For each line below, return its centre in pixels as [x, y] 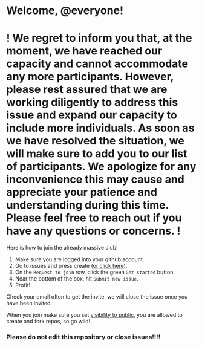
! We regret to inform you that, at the [99, 38]
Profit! [23, 285]
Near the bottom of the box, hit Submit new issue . [77, 279]
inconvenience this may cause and [95, 180]
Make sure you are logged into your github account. [80, 259]
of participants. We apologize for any [101, 167]
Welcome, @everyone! [65, 11]
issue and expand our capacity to [92, 115]
